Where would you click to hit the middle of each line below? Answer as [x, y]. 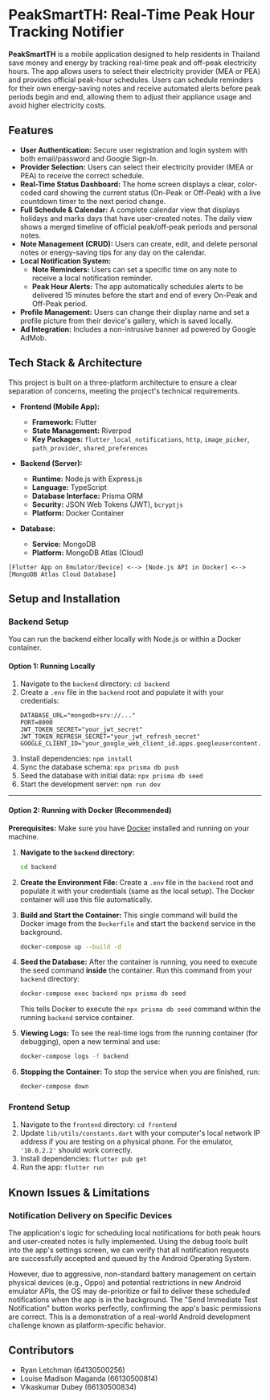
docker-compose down [54, 1087]
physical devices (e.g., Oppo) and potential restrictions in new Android [125, 1283]
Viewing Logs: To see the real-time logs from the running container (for [139, 1033]
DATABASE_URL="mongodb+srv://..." [78, 716]
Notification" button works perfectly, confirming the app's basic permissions [135, 1308]
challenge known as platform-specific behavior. [87, 1325]
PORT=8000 [37, 723]
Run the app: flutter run [62, 1167]
